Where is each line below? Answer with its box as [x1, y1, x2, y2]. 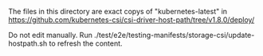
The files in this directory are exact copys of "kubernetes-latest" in [8, 7, 228, 16]
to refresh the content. [49, 39, 123, 48]
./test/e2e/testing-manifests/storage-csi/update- [94, 31, 255, 39]
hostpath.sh [8, 39, 48, 48]
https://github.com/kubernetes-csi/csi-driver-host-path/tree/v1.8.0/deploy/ [8, 15, 255, 24]
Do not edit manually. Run [8, 31, 93, 39]
